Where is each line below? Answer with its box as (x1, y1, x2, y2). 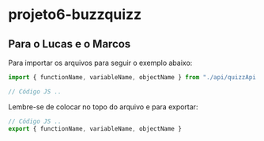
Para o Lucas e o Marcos (8, 37, 131, 51)
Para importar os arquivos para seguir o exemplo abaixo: (8, 58, 193, 67)
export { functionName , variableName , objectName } (8, 124, 182, 132)
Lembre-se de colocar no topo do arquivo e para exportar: (8, 101, 198, 112)
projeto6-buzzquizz (8, 6, 142, 24)
